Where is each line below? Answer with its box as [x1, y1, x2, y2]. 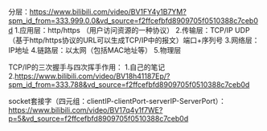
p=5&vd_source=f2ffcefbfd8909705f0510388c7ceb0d [8, 114, 189, 123]
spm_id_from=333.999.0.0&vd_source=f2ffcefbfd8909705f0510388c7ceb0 [8, 16, 259, 26]
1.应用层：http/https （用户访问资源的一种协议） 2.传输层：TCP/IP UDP [14, 26, 251, 34]
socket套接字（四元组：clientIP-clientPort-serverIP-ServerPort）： [8, 97, 227, 105]
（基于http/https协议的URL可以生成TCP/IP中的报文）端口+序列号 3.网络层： [8, 35, 260, 45]
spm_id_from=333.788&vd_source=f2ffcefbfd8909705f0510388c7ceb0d [8, 80, 250, 89]
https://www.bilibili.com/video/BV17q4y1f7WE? [8, 105, 163, 114]
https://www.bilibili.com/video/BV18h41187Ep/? [14, 71, 170, 81]
